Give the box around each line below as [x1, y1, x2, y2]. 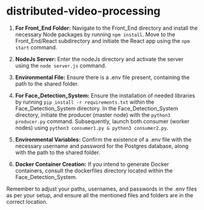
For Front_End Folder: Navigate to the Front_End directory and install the [15, 24, 198, 32]
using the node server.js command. [15, 62, 107, 69]
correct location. [6, 198, 48, 205]
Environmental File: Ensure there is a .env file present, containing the [15, 73, 190, 81]
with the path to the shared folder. [15, 149, 100, 156]
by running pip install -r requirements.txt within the [15, 98, 155, 106]
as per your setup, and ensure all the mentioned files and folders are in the [6, 191, 194, 198]
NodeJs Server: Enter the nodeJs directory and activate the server [15, 55, 184, 63]
